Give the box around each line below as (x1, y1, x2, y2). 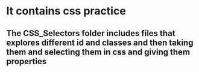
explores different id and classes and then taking (6, 37, 194, 47)
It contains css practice (6, 4, 127, 18)
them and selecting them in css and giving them (6, 47, 191, 57)
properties (6, 56, 47, 67)
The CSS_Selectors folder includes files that (6, 28, 176, 38)
